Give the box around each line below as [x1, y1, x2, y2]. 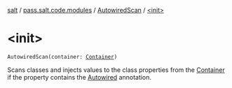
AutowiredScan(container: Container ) [7, 53, 118, 60]
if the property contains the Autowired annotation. [7, 73, 152, 81]
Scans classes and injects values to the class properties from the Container [7, 66, 226, 74]
